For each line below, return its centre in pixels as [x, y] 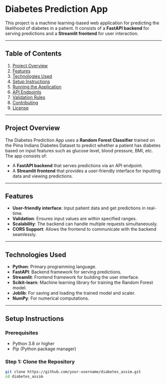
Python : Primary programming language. [54, 267]
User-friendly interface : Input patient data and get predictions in [79, 208]
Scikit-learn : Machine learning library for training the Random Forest [83, 283]
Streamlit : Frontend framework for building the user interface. [76, 277]
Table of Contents [34, 54]
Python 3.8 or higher [33, 343]
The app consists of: [26, 156]
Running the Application [37, 87]
